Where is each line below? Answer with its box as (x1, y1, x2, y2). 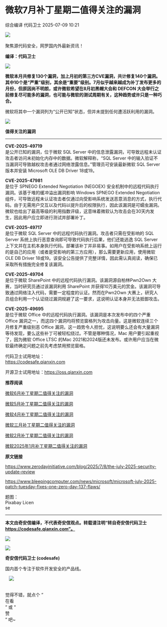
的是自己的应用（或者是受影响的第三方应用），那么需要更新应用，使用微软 (5, 249, 156, 255)
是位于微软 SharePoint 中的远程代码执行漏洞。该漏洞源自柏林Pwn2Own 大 (5, 277, 157, 283)
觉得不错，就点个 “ (5, 592, 44, 598)
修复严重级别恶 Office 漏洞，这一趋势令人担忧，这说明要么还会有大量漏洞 (9, 324, 160, 330)
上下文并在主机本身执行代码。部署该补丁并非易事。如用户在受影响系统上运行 (5, 242, 162, 248)
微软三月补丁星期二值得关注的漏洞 (5, 422, 75, 428)
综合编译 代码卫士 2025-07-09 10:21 (5, 22, 80, 28)
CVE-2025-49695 (5, 306, 44, 312)
